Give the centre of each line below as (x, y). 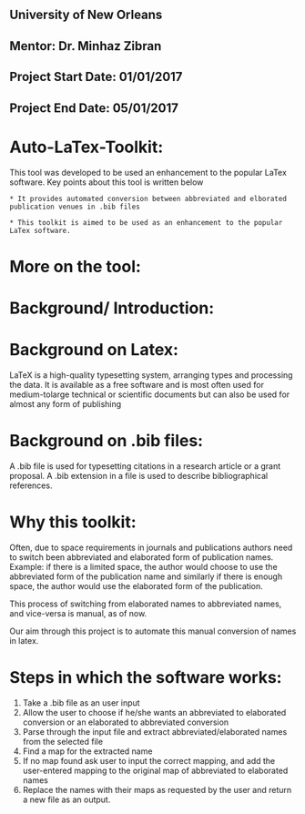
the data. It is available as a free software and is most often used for (137, 384)
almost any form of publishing (66, 403)
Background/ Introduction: (112, 308)
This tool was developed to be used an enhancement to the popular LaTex (148, 172)
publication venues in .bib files (75, 207)
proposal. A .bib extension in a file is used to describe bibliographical (139, 475)
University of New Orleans (86, 15)
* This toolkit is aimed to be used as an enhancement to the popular (146, 222)
